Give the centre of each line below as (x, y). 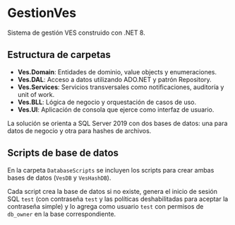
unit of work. (36, 94)
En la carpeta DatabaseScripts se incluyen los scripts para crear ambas (111, 170)
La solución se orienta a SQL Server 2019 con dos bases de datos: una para (117, 123)
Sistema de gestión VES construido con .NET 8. (77, 33)
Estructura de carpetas (59, 55)
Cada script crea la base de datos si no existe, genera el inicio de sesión (112, 191)
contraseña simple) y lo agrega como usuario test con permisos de (106, 206)
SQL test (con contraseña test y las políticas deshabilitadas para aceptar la (118, 199)
